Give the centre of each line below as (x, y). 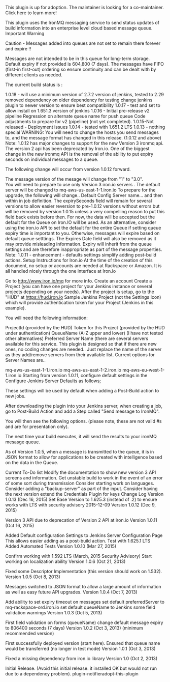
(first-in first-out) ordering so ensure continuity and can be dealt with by (81, 69)
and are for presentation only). (37, 427)
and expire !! (18, 49)
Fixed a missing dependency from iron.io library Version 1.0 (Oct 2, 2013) (81, 658)
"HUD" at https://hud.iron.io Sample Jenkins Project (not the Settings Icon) (83, 297)
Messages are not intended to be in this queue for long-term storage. (78, 59)
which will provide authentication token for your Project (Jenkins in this (79, 303)
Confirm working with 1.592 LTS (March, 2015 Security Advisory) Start (79, 556)
